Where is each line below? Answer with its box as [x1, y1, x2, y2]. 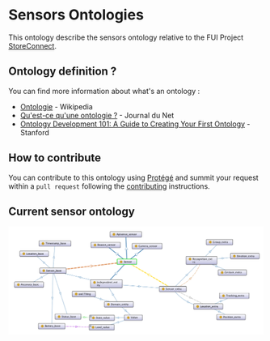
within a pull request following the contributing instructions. [8, 181, 210, 191]
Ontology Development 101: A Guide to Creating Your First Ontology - [19, 119, 251, 129]
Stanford [19, 127, 50, 137]
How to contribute [8, 151, 102, 165]
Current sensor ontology [8, 204, 135, 218]
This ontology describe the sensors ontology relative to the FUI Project [8, 32, 244, 42]
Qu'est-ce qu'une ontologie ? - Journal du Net [19, 110, 175, 120]
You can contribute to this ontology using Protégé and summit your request [8, 173, 259, 182]
